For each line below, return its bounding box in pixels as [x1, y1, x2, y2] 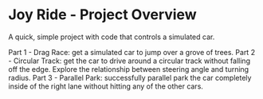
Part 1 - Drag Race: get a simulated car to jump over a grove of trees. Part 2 [8, 47, 256, 57]
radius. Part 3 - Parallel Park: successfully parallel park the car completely [8, 73, 252, 82]
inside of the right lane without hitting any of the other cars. [8, 81, 203, 91]
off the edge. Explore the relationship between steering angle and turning [8, 64, 249, 73]
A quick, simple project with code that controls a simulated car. [8, 32, 215, 42]
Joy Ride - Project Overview [8, 6, 197, 24]
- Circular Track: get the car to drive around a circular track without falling [8, 56, 251, 65]
